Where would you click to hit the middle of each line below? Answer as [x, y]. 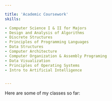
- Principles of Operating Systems [42, 65]
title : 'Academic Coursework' [37, 14]
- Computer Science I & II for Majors [46, 28]
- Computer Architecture [31, 51]
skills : [13, 19]
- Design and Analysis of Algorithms [45, 33]
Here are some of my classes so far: [43, 93]
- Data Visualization [28, 61]
